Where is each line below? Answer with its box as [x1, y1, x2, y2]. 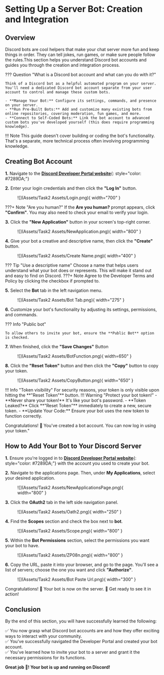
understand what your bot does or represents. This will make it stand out [5, 267, 152, 273]
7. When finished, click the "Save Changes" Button [5, 343, 109, 349]
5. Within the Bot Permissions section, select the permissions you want [5, 537, 150, 543]
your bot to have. [5, 542, 40, 548]
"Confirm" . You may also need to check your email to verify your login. [5, 209, 149, 215]
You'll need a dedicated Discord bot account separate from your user [5, 85, 152, 90]
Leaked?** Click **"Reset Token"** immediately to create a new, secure [5, 402, 152, 408]
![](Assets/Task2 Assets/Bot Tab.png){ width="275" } [17, 297, 125, 303]
